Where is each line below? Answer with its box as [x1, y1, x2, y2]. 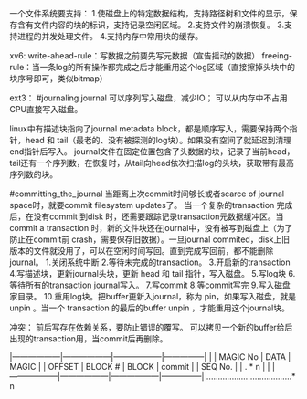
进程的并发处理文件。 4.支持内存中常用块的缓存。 [16, 31, 204, 41]
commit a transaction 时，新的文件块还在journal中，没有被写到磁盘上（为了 [9, 223, 293, 233]
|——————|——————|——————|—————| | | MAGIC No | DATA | [9, 352, 291, 362]
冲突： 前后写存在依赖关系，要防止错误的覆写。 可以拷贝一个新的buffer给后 [9, 322, 293, 332]
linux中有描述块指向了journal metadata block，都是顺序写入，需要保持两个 [9, 123, 290, 134]
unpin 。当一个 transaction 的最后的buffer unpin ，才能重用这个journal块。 [9, 302, 290, 313]
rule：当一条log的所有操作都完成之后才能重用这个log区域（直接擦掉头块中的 [9, 62, 295, 72]
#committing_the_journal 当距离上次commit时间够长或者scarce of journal [9, 188, 285, 199]
